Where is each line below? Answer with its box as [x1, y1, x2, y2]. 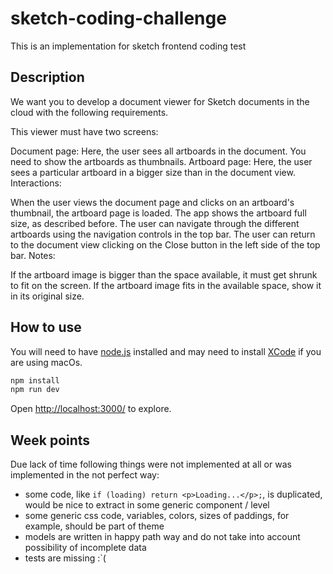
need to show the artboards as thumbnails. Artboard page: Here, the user [10, 155, 313, 167]
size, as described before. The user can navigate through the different [10, 217, 300, 229]
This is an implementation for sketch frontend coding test [10, 40, 247, 52]
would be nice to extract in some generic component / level [24, 499, 270, 511]
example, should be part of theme [24, 520, 165, 532]
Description [10, 69, 85, 86]
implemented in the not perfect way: [10, 469, 160, 481]
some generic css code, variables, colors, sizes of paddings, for [24, 510, 290, 522]
